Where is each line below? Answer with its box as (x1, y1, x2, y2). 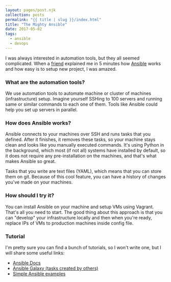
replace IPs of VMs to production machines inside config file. (5, 220, 134, 226)
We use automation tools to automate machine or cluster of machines (5, 90, 152, 96)
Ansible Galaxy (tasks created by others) (12, 265, 99, 271)
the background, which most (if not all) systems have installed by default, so (5, 147, 166, 154)
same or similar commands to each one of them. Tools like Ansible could (5, 101, 158, 108)
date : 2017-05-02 (5, 27, 42, 32)
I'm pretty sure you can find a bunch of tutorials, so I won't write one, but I (5, 244, 162, 250)
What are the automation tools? (5, 78, 85, 86)
